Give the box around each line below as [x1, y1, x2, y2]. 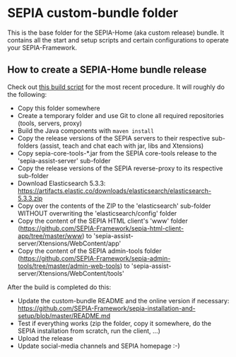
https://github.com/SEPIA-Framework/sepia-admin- [20, 254, 171, 262]
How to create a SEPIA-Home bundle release [7, 64, 207, 76]
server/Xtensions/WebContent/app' [17, 239, 122, 247]
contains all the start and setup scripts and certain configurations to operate [7, 35, 229, 44]
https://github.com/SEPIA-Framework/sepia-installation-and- [17, 304, 196, 312]
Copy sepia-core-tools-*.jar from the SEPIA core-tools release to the [17, 148, 217, 157]
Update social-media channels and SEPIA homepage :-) [17, 341, 180, 350]
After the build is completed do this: [7, 283, 112, 291]
